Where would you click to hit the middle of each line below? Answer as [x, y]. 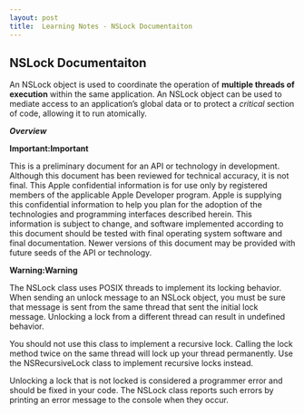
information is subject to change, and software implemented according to [147, 224]
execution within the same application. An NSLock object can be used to [146, 94]
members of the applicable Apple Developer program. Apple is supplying [146, 195]
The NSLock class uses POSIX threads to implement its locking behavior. [146, 288]
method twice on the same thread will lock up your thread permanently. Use [151, 353]
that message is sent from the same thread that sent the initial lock [134, 307]
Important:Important [49, 149]
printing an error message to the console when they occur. [119, 400]
